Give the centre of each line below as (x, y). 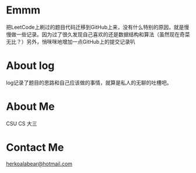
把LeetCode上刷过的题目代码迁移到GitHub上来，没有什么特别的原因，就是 (95, 27)
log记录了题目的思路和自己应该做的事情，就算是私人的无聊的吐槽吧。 (89, 82)
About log (30, 66)
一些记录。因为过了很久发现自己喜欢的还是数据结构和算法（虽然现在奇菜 (103, 34)
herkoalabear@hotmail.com (39, 164)
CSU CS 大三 (22, 123)
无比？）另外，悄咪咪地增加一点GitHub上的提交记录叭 (71, 41)
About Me (30, 107)
